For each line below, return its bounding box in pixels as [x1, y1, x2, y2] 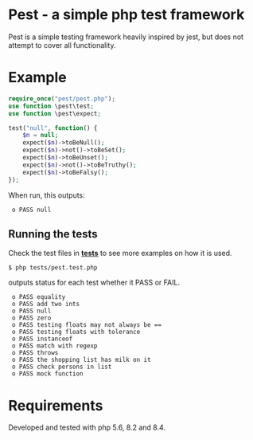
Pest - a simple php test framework [8, 6, 245, 24]
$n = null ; [22, 132, 59, 139]
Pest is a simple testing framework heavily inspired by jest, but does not [8, 32, 244, 41]
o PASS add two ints [11, 301, 80, 308]
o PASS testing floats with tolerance [11, 328, 141, 336]
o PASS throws [11, 349, 59, 357]
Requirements [8, 396, 103, 414]
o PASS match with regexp [11, 342, 98, 350]
